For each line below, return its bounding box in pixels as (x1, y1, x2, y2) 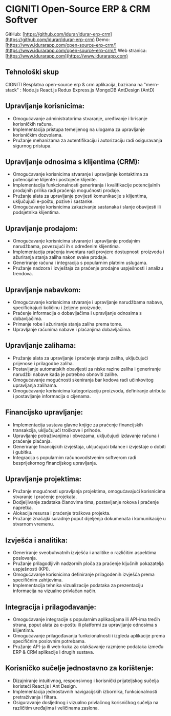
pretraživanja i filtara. (12, 694, 58, 700)
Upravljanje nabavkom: (5, 286, 81, 294)
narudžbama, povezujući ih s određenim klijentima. (12, 243, 120, 250)
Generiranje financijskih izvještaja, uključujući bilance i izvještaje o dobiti (12, 443, 166, 449)
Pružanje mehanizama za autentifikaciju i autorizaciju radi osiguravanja (12, 137, 163, 143)
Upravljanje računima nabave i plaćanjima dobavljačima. (12, 327, 132, 332)
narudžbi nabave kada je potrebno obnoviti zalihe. (12, 371, 119, 378)
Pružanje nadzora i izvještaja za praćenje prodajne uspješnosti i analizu (12, 265, 163, 271)
